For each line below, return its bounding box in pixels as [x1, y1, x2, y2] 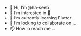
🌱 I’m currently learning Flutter [9, 15, 72, 20]
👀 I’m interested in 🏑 [9, 10, 51, 16]
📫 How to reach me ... [9, 26, 55, 31]
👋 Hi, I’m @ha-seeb [9, 5, 49, 10]
